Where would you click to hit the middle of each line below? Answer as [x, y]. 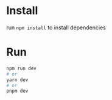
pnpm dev [17, 91]
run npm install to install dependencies [56, 27]
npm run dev [21, 68]
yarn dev [17, 80]
